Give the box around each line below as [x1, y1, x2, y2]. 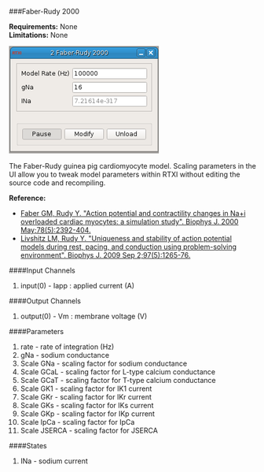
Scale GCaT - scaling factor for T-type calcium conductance [20, 376, 216, 385]
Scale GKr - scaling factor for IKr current [20, 392, 152, 401]
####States [9, 441, 47, 450]
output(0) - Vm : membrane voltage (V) [20, 311, 148, 321]
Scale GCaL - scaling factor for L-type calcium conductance [20, 367, 215, 377]
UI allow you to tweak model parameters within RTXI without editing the [9, 169, 240, 179]
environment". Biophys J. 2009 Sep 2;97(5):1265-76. [20, 251, 191, 259]
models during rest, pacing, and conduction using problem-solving [20, 242, 237, 251]
